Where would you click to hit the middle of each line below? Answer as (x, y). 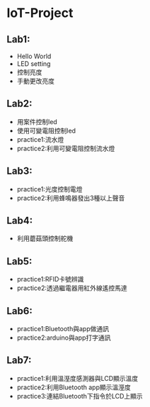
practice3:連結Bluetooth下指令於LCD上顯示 (80, 396)
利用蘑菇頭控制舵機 (45, 238)
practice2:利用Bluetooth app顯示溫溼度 (74, 387)
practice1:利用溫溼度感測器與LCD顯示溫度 (77, 378)
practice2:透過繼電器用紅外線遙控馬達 (72, 288)
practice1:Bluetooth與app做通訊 (63, 329)
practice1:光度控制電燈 (50, 189)
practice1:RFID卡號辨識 (50, 279)
